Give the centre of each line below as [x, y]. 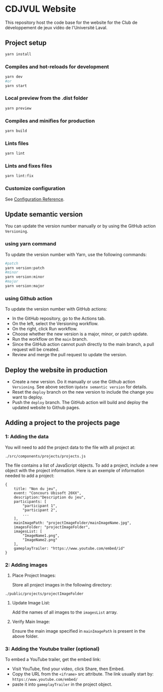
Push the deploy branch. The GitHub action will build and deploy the [80, 402]
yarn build [16, 131]
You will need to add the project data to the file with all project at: [70, 447]
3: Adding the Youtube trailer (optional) [52, 649]
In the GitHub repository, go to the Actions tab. [59, 319]
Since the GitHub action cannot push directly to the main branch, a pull [83, 345]
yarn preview [18, 108]
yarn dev [14, 76]
